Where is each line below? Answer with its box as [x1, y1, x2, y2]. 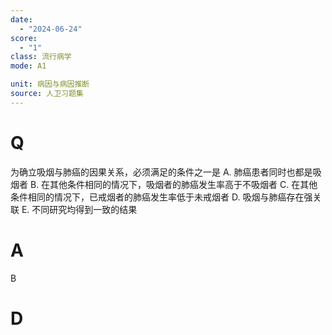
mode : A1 [10, 61, 47, 71]
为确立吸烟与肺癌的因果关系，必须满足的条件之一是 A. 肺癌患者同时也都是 [10, 166, 313, 178]
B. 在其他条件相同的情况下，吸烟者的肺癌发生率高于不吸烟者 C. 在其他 [29, 178, 318, 190]
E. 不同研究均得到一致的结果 [21, 203, 138, 215]
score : [10, 33, 38, 43]
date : [10, 14, 33, 25]
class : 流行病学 [10, 52, 72, 62]
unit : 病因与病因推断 [10, 79, 90, 90]
